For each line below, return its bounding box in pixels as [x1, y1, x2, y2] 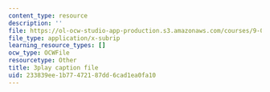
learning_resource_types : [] [8, 42, 106, 50]
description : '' [8, 19, 63, 27]
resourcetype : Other [8, 57, 78, 65]
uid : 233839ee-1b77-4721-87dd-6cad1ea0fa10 [8, 71, 157, 79]
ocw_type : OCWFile [8, 49, 70, 57]
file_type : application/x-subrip [8, 34, 121, 42]
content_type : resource [8, 11, 88, 20]
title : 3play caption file [8, 64, 99, 72]
